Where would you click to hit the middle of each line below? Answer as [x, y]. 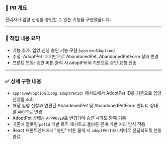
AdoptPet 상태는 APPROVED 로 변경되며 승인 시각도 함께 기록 [69, 118]
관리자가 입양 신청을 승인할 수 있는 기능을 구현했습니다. [58, 20]
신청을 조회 [23, 99]
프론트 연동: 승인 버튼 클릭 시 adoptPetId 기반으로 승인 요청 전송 [74, 63]
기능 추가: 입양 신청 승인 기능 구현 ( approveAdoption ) [64, 50]
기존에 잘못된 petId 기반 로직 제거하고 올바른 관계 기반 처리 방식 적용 [79, 124]
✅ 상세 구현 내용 [23, 81]
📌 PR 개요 [16, 7]
